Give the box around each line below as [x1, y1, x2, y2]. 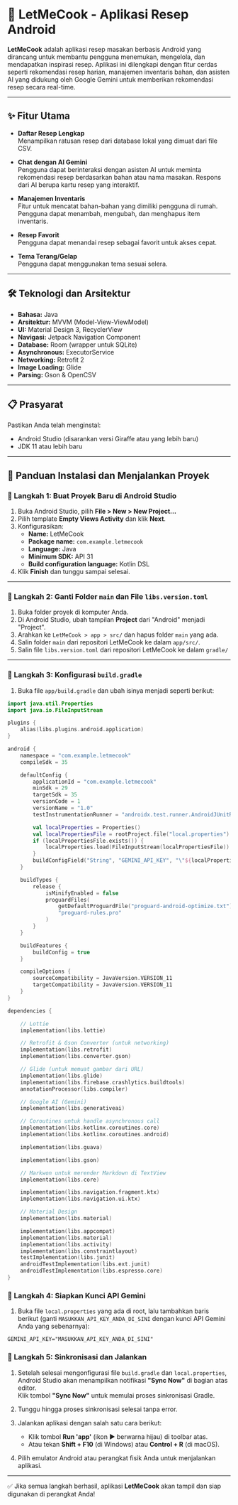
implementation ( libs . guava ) [20, 1143, 103, 1150]
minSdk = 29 [33, 784, 69, 792]
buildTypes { [20, 876, 59, 883]
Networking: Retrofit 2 [17, 355, 85, 364]
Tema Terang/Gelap [17, 252, 78, 260]
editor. [17, 1383, 37, 1392]
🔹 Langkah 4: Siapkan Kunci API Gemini [7, 1290, 147, 1300]
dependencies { [7, 1007, 52, 1015]
